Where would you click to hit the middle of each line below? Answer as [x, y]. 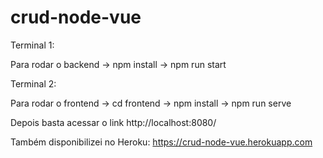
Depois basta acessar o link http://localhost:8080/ [113, 122]
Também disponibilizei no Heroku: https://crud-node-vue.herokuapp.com [161, 142]
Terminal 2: [33, 83]
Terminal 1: [32, 45]
